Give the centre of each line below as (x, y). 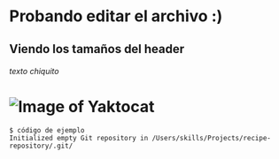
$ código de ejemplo (47, 131)
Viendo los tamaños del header (97, 49)
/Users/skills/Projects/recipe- (212, 139)
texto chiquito (34, 72)
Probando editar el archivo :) (116, 16)
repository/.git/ (41, 146)
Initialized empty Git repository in (79, 139)
